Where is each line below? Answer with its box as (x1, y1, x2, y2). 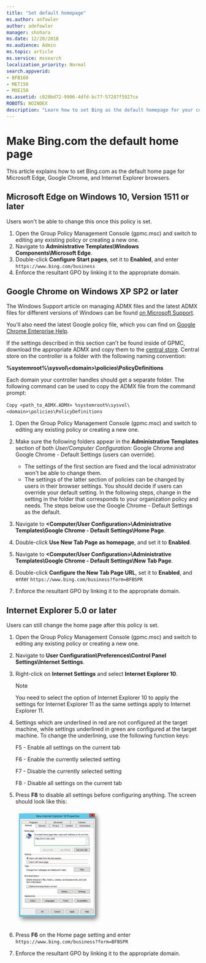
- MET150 (6, 81, 29, 87)
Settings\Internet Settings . (15, 658, 85, 666)
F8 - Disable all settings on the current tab (15, 780, 123, 787)
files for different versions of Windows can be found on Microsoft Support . (6, 309, 195, 317)
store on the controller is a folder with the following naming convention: (6, 353, 186, 360)
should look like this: (15, 798, 67, 805)
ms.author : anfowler (6, 16, 59, 23)
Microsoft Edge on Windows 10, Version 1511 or (6, 192, 189, 202)
